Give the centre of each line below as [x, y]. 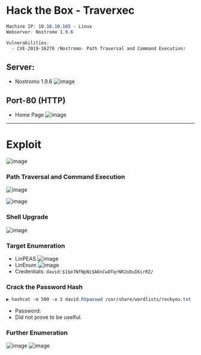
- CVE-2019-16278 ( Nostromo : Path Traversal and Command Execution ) [99, 49]
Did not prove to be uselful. [48, 317]
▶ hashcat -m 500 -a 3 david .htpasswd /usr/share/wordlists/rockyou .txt [99, 300]
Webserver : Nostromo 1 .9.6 [40, 32]
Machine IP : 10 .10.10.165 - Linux [49, 26]
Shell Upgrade [27, 217]
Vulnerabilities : [28, 43]
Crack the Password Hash [45, 287]
